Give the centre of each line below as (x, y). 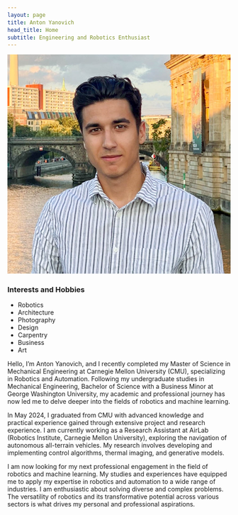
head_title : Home (33, 30)
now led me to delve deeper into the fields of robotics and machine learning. (119, 401)
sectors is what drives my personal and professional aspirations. (101, 504)
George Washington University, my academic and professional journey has (116, 394)
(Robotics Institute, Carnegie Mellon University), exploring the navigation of (117, 437)
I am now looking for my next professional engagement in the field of (108, 466)
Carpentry (33, 335)
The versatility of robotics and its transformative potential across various (113, 497)
